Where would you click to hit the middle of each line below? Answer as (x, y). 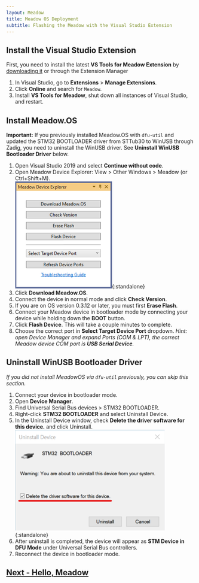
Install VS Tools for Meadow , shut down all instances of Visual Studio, (101, 95)
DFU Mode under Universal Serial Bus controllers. (76, 547)
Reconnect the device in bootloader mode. (67, 554)
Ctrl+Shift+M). (33, 178)
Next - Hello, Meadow (47, 573)
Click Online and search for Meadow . (58, 89)
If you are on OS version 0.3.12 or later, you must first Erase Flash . (96, 306)
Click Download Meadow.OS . (51, 293)
